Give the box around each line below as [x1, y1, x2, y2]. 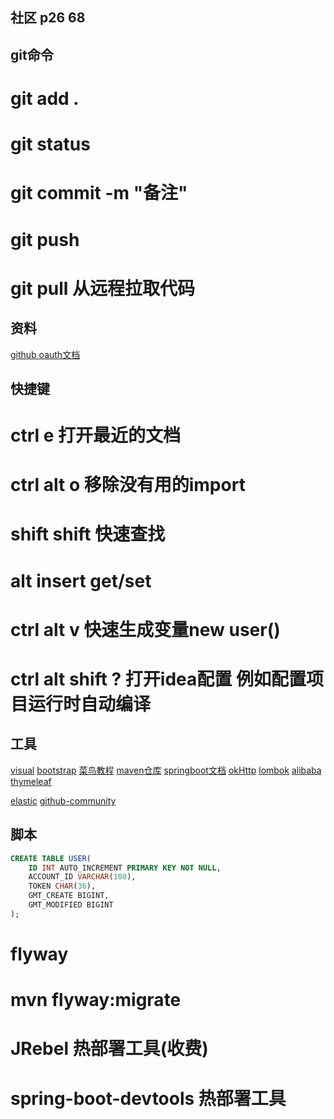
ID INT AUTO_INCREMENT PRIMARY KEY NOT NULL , [28, 863, 222, 873]
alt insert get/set [10, 569, 152, 592]
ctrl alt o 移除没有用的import [10, 474, 246, 497]
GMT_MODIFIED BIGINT [28, 900, 114, 910]
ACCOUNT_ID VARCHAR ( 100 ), [28, 872, 137, 882]
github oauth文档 [10, 348, 81, 360]
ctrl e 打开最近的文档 [10, 424, 182, 447]
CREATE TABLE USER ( [10, 853, 92, 863]
